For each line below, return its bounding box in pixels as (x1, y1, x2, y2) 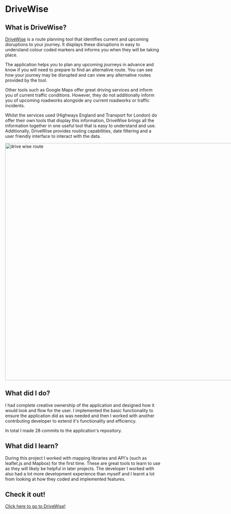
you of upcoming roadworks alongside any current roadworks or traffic (5, 97, 150, 103)
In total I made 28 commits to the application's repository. (5, 428, 122, 433)
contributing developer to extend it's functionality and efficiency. (5, 418, 137, 424)
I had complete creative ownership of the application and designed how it (5, 402, 154, 408)
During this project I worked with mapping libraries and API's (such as (5, 455, 147, 461)
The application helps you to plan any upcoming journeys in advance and (5, 62, 154, 67)
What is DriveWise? (5, 23, 67, 32)
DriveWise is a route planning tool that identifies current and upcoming (5, 36, 149, 42)
